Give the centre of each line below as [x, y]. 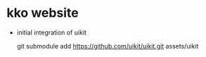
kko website [43, 13]
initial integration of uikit [52, 32]
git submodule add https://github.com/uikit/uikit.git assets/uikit [108, 46]
